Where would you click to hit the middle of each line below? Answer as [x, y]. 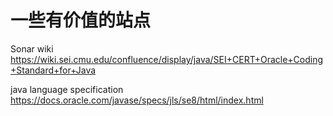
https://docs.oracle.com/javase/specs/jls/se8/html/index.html [137, 100]
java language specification [67, 89]
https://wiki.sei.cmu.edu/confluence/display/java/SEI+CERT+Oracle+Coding [167, 59]
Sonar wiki [32, 48]
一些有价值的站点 [81, 20]
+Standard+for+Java [53, 70]
